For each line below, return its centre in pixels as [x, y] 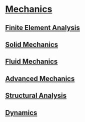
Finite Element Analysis [42, 28]
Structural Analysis [36, 96]
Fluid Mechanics [31, 62]
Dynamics [21, 113]
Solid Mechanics [32, 44]
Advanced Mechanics [40, 78]
